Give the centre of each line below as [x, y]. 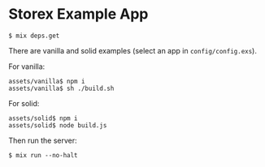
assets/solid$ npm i [43, 118]
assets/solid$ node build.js [58, 125]
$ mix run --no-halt [43, 155]
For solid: [24, 103]
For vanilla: [27, 66]
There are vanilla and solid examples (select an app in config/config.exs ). [133, 50]
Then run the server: [43, 140]
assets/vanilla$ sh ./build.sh [61, 88]
